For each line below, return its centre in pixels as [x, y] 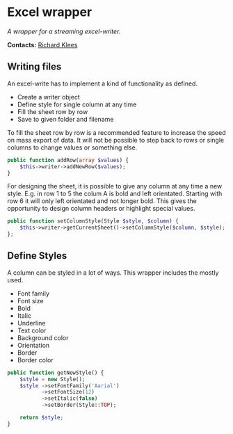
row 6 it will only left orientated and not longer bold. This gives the [102, 201]
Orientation [33, 345]
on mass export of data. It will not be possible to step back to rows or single [116, 140]
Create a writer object [48, 97]
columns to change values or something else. [72, 147]
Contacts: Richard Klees [42, 45]
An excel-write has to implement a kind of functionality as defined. [103, 83]
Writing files [34, 67]
